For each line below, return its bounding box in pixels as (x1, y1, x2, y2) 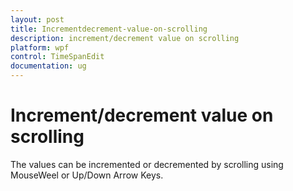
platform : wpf (10, 42, 70, 53)
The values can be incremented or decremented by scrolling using (10, 158, 284, 170)
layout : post (10, 14, 65, 25)
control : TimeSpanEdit (10, 52, 105, 62)
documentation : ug (10, 61, 87, 71)
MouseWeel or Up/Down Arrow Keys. (10, 169, 164, 181)
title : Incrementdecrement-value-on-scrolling (10, 24, 208, 34)
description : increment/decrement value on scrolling (10, 33, 240, 43)
